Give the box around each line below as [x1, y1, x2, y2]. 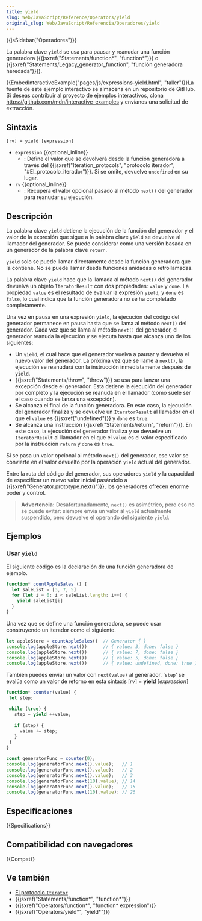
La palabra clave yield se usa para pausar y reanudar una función [6, 48, 170, 55]
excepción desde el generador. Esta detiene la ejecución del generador [14, 383, 192, 389]
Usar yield [6, 549, 38, 558]
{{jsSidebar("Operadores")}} [6, 37, 77, 44]
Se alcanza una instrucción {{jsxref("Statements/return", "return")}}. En [14, 421, 192, 428]
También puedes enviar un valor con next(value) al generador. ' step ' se [6, 671, 185, 679]
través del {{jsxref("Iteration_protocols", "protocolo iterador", [23, 162, 175, 169]
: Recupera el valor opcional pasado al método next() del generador [23, 187, 194, 195]
